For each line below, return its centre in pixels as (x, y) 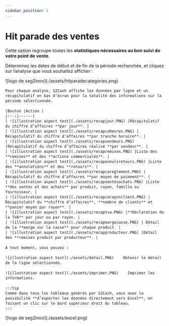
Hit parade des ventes (52, 36)
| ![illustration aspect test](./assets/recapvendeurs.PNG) (70, 141)
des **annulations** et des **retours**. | (52, 167)
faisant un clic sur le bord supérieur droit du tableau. (68, 303)
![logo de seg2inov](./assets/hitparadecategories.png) (62, 80)
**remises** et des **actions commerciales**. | (57, 156)
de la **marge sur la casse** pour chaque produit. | (63, 227)
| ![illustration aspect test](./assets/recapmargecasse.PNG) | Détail (82, 222)
